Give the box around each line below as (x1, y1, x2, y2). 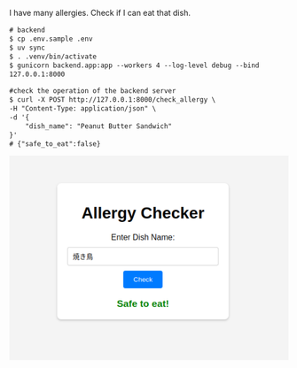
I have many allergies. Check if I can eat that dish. (9, 8, 191, 18)
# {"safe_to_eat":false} (9, 140, 101, 149)
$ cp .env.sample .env (9, 34, 93, 43)
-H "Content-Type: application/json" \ (9, 104, 157, 113)
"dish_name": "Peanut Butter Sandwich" (25, 122, 173, 131)
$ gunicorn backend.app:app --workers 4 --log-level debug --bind (9, 61, 260, 70)
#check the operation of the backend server (9, 87, 176, 96)
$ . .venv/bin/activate (9, 52, 98, 61)
